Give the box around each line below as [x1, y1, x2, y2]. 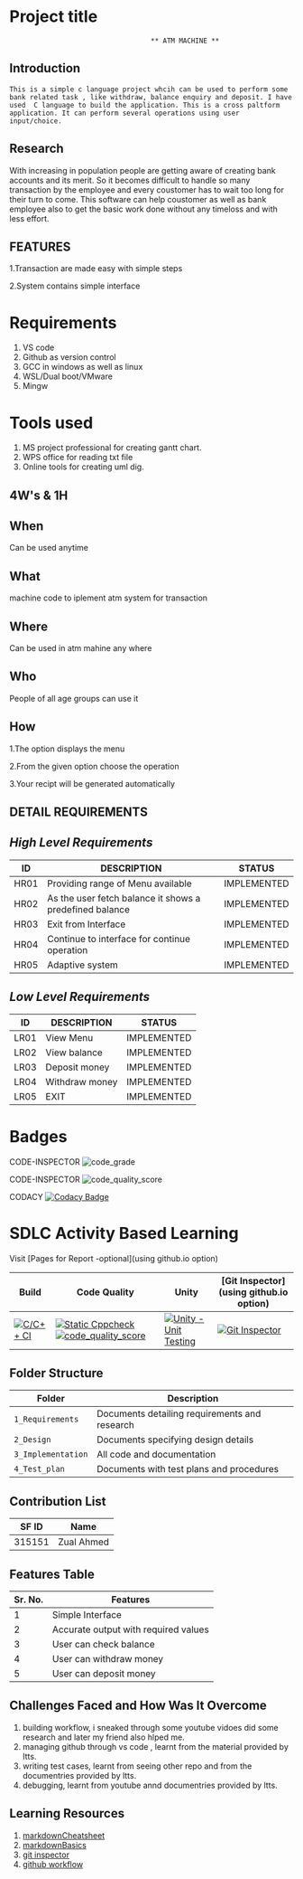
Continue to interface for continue [46, 932, 191, 945]
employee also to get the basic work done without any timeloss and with [9, 203, 278, 214]
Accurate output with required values [51, 1623, 209, 1636]
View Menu [45, 1031, 94, 1043]
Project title [9, 6, 98, 27]
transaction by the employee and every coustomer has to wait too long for [9, 184, 285, 195]
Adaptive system [46, 958, 119, 971]
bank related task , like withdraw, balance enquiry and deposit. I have [9, 92, 293, 101]
